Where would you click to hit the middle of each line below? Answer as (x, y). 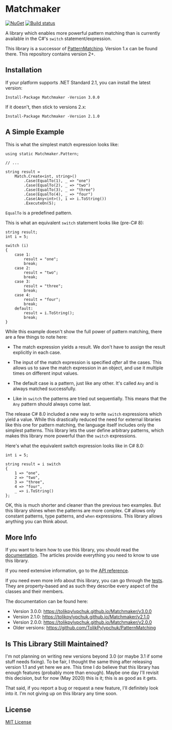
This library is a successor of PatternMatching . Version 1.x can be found (81, 48)
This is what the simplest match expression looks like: (62, 144)
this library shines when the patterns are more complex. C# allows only (80, 510)
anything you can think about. (37, 521)
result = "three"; (43, 286)
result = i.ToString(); (49, 313)
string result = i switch (33, 464)
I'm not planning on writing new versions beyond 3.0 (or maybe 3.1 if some (84, 656)
